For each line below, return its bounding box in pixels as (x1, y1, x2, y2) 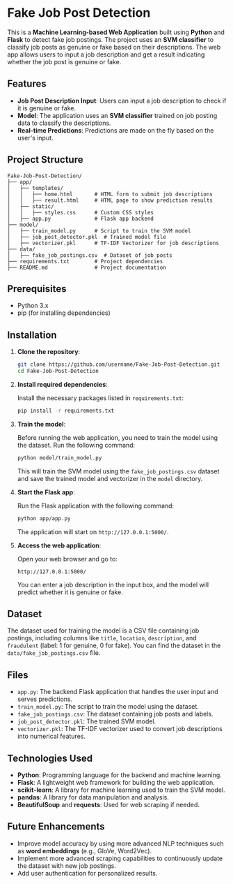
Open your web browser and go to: (17, 554, 118, 563)
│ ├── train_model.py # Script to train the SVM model (7, 227, 191, 235)
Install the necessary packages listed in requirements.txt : (17, 393, 184, 402)
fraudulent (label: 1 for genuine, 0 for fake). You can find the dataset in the (7, 641, 221, 650)
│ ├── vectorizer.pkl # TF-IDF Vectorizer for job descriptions (7, 240, 219, 246)
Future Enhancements (7, 820, 106, 832)
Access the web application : (17, 541, 102, 550)
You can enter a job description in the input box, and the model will (17, 580, 209, 589)
